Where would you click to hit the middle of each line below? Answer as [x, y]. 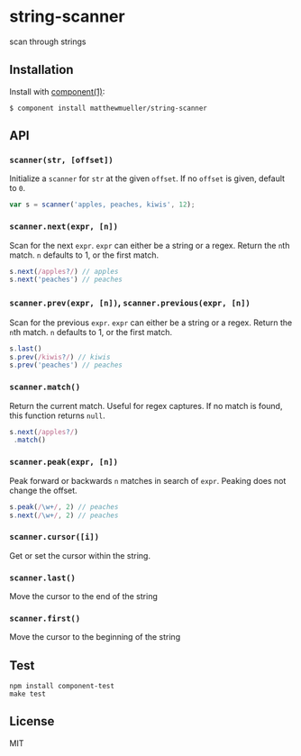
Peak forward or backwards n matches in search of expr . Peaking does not [148, 480]
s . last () [26, 349]
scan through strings [48, 41]
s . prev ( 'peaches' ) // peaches [66, 365]
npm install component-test [62, 687]
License [32, 721]
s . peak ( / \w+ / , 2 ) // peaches [64, 506]
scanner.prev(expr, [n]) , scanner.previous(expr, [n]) [130, 303]
